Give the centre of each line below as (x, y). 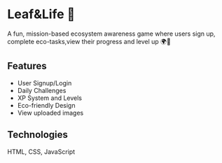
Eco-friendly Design (46, 105)
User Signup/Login (44, 83)
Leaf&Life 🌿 (41, 14)
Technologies (38, 135)
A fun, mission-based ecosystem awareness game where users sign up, (111, 34)
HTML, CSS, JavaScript (41, 151)
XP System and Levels (50, 98)
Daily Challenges (42, 90)
